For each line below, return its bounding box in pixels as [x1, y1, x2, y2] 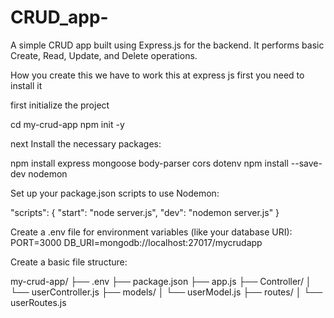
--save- [290, 157, 323, 169]
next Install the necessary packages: [10, 137, 162, 150]
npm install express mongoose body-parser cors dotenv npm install [10, 157, 289, 169]
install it [10, 79, 43, 91]
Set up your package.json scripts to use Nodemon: [10, 187, 220, 199]
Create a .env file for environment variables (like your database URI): [10, 226, 293, 238]
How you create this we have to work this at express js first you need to [10, 69, 305, 81]
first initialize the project [10, 99, 110, 111]
